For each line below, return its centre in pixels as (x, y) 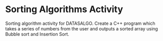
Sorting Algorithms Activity (64, 9)
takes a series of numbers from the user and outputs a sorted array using (82, 28)
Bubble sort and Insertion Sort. (37, 34)
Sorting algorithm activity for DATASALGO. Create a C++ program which (80, 23)
